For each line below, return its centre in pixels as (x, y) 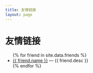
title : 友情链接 (21, 10)
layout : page (19, 15)
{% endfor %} (27, 66)
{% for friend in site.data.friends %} (50, 55)
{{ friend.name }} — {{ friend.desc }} (50, 60)
